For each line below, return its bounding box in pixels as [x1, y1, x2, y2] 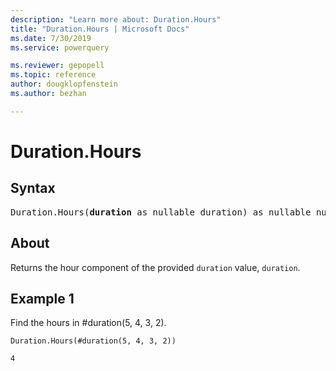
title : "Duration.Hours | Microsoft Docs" [10, 24, 190, 34]
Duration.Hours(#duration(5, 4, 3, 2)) [10, 336, 177, 346]
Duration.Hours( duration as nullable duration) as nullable [10, 206, 312, 218]
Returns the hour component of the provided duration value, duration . [10, 261, 301, 273]
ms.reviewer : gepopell [10, 61, 105, 71]
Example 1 [10, 290, 75, 307]
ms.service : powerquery [10, 42, 110, 53]
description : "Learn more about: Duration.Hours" [10, 14, 222, 25]
